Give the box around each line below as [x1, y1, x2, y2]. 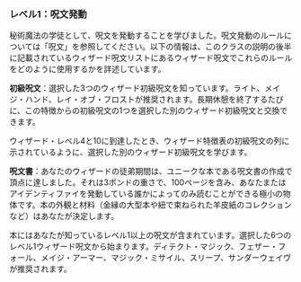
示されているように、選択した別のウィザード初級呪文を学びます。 [9, 146, 252, 158]
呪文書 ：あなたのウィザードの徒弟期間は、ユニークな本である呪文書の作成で [9, 166, 293, 177]
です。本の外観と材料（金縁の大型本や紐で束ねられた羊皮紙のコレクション [16, 199, 292, 210]
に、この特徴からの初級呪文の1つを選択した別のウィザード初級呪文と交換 [9, 105, 280, 116]
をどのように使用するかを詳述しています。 [9, 64, 166, 75]
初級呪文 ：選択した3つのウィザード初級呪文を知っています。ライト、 [9, 83, 265, 93]
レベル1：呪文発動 [9, 7, 87, 20]
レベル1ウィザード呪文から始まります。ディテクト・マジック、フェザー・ [9, 241, 279, 252]
